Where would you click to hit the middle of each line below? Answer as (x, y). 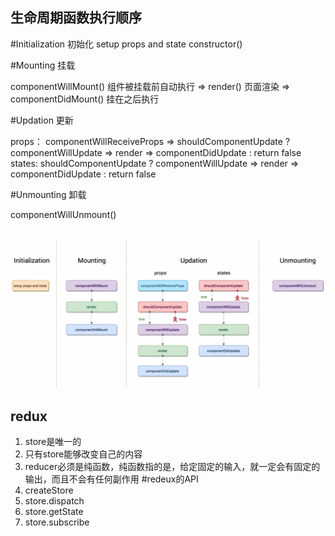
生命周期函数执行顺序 (76, 18)
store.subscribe (57, 522)
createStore (49, 490)
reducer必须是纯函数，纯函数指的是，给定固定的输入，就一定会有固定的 (172, 467)
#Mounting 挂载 (43, 65)
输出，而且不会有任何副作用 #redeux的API (111, 479)
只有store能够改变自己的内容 (83, 454)
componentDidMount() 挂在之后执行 (85, 99)
